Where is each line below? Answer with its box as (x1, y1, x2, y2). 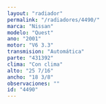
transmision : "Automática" (7, 49, 85, 55)
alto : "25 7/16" (7, 67, 54, 74)
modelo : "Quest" (7, 29, 54, 36)
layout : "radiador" (7, 10, 63, 17)
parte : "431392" (7, 55, 54, 62)
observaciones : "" (7, 80, 60, 87)
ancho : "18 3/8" (7, 73, 54, 81)
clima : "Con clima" (7, 61, 63, 68)
